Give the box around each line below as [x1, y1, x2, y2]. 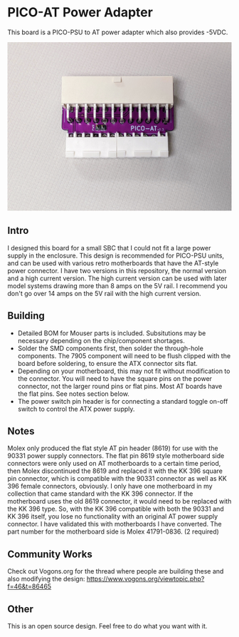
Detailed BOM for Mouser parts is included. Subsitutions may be [17, 329, 206, 337]
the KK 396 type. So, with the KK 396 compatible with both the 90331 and [7, 504, 224, 514]
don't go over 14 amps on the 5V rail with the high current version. [7, 289, 201, 297]
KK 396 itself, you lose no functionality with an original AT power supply [7, 512, 218, 521]
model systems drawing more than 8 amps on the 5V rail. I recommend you [7, 281, 228, 290]
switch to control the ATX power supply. [17, 404, 135, 413]
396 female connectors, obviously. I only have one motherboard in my [7, 482, 213, 491]
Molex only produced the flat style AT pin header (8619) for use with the [7, 444, 218, 453]
